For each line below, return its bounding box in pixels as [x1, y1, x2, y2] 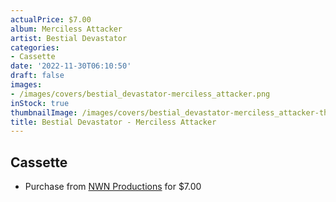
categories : [10, 42, 60, 53]
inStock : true [10, 98, 70, 108]
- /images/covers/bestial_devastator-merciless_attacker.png [10, 89, 271, 99]
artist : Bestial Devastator [10, 33, 128, 43]
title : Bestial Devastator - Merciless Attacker [10, 117, 217, 127]
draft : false [10, 71, 65, 81]
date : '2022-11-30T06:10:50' [10, 61, 132, 71]
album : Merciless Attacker [10, 24, 123, 34]
